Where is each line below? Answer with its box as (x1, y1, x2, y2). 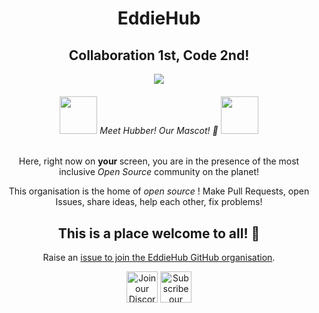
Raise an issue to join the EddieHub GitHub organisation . (42, 252, 276, 264)
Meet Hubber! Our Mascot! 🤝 (99, 124, 219, 136)
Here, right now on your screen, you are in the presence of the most (18, 155, 300, 167)
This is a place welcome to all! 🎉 (57, 225, 261, 242)
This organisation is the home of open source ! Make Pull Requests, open (8, 185, 310, 197)
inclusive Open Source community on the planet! (58, 166, 260, 178)
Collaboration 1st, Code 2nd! (68, 47, 250, 64)
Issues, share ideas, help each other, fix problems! (55, 196, 263, 208)
